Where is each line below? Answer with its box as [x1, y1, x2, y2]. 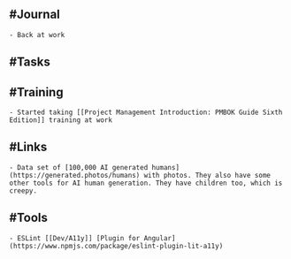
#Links [9, 140, 48, 155]
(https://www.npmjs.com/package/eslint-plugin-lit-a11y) [9, 241, 224, 250]
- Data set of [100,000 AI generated [9, 163, 149, 171]
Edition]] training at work [9, 116, 113, 125]
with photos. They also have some [143, 171, 272, 179]
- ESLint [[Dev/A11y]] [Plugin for [9, 233, 141, 242]
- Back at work [9, 30, 65, 39]
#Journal [9, 7, 60, 22]
